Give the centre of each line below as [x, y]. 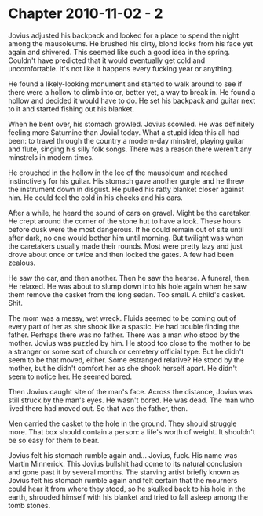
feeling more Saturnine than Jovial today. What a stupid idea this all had [124, 132]
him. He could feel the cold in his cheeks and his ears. [95, 198]
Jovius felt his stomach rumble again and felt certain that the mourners [123, 480]
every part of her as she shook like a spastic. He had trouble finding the [124, 326]
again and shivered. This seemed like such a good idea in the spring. [119, 52]
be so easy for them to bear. [54, 440]
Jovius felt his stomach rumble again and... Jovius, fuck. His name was [123, 455]
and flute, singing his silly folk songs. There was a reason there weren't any [130, 149]
